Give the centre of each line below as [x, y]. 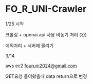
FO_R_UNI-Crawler [46, 9]
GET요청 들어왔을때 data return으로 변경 [46, 76]
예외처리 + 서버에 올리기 [30, 45]
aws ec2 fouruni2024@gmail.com [41, 66]
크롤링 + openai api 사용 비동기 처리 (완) [46, 34]
